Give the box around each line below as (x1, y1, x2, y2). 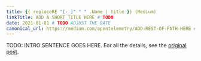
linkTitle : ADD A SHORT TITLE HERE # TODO (6, 14, 114, 20)
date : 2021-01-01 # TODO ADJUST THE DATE (6, 20, 111, 26)
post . (6, 48, 19, 56)
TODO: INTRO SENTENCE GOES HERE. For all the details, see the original (6, 42, 187, 49)
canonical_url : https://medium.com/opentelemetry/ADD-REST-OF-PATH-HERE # (6, 25, 197, 32)
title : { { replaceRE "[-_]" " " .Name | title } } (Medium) (6, 8, 157, 15)
